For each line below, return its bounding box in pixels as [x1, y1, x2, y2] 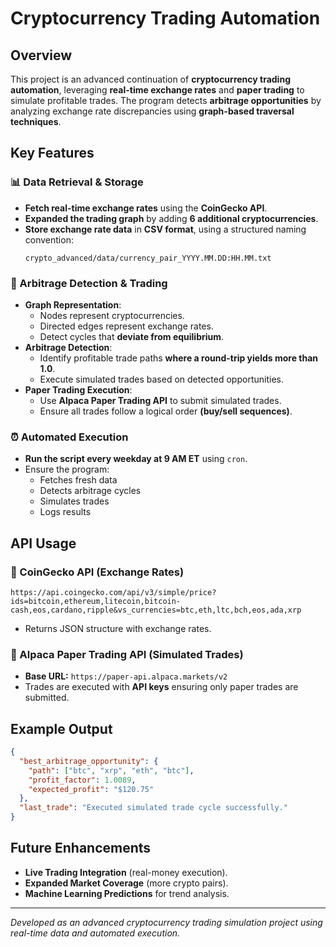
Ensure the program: [24, 463, 110, 476]
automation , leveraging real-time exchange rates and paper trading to [10, 84, 305, 96]
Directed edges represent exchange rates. [39, 320, 214, 332]
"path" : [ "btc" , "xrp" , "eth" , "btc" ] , [28, 765, 195, 776]
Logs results [39, 506, 92, 518]
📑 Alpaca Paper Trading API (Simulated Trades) [10, 647, 244, 661]
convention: [24, 233, 74, 246]
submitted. [24, 692, 70, 704]
